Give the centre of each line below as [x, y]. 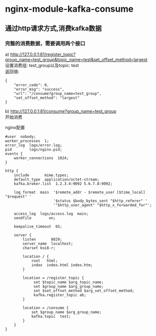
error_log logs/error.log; [34, 145]
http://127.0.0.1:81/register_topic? [43, 54]
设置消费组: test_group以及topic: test [42, 65]
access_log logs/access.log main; [51, 214]
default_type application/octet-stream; [56, 179]
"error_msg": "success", [39, 89]
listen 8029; [43, 239]
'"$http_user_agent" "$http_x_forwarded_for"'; [102, 205]
